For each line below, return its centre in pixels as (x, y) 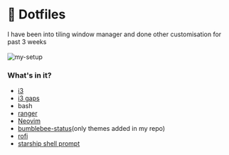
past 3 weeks (27, 41)
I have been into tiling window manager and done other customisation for (114, 34)
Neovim (29, 121)
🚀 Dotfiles (37, 15)
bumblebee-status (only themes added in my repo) (91, 129)
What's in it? (30, 75)
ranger (27, 114)
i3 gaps (29, 98)
